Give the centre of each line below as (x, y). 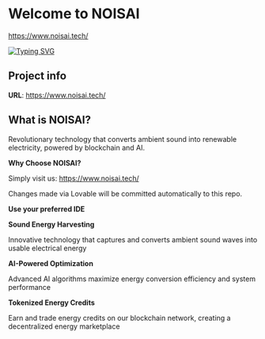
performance (30, 287)
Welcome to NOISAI (74, 14)
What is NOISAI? (49, 120)
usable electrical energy (47, 248)
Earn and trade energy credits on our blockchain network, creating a (119, 318)
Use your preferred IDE (47, 209)
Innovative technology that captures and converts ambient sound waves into (133, 239)
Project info (38, 76)
